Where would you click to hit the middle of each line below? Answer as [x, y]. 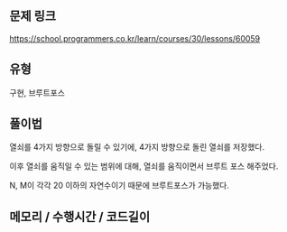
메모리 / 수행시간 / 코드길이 [80, 216]
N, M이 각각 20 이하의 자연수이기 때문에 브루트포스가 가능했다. [120, 186]
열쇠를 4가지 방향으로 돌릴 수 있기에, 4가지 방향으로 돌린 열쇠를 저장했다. [137, 147]
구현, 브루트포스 [37, 92]
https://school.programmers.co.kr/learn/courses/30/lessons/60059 [135, 38]
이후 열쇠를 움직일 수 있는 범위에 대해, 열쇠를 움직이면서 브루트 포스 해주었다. [144, 166]
